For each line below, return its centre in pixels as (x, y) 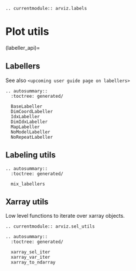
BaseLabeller (27, 106)
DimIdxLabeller (29, 122)
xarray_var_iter (30, 258)
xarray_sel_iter (30, 252)
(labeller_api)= (23, 47)
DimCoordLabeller (32, 111)
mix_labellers (28, 184)
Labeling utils (31, 155)
